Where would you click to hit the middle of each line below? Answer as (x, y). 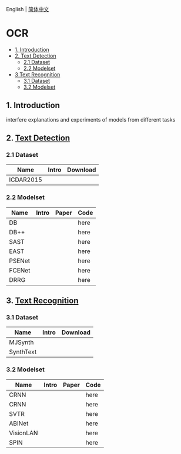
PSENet (20, 261)
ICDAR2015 (26, 180)
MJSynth (21, 342)
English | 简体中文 (28, 9)
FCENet (20, 270)
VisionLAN (24, 433)
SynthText (23, 352)
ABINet (19, 423)
